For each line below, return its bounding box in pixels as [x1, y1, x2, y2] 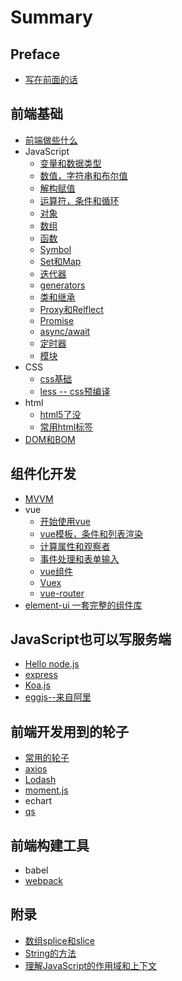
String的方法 [24, 947, 77, 959]
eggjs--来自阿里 [24, 691, 92, 703]
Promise [39, 314, 75, 326]
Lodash [24, 774, 57, 786]
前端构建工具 [10, 837, 90, 854]
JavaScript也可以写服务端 [10, 631, 172, 648]
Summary [10, 6, 93, 29]
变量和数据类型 [39, 157, 102, 169]
